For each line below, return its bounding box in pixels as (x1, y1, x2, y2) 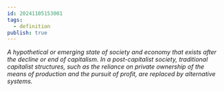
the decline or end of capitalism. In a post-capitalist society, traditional (7, 56, 208, 64)
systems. (7, 77, 33, 86)
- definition (13, 23, 51, 30)
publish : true (7, 29, 48, 36)
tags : (7, 16, 23, 23)
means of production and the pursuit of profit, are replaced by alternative (7, 70, 216, 78)
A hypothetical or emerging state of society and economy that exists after (7, 48, 217, 56)
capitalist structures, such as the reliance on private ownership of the (7, 62, 205, 71)
